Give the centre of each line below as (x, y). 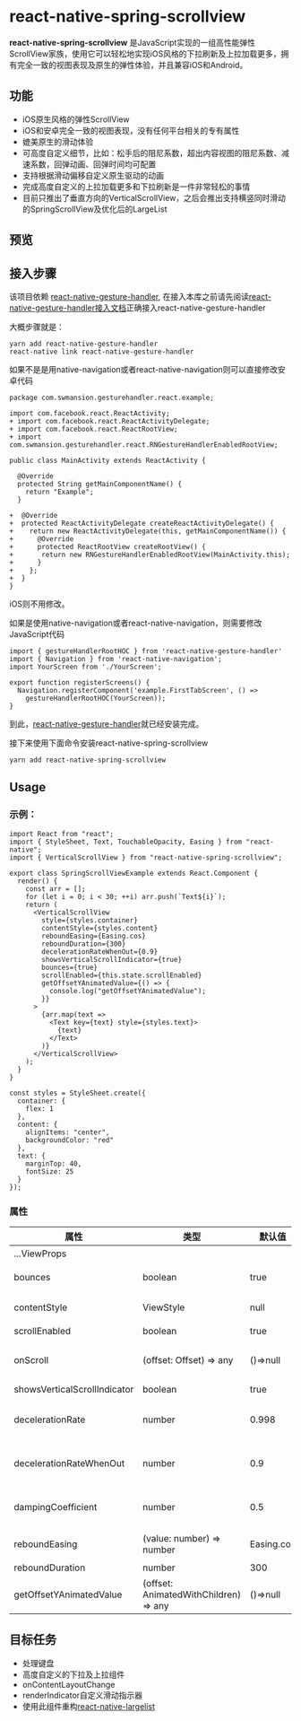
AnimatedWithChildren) (192, 1594)
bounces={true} (70, 967)
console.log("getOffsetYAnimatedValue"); (127, 991)
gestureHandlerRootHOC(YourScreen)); (96, 698)
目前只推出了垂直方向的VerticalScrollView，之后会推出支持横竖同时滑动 (154, 197)
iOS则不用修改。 (39, 604)
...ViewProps (40, 1254)
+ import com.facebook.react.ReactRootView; (94, 429)
